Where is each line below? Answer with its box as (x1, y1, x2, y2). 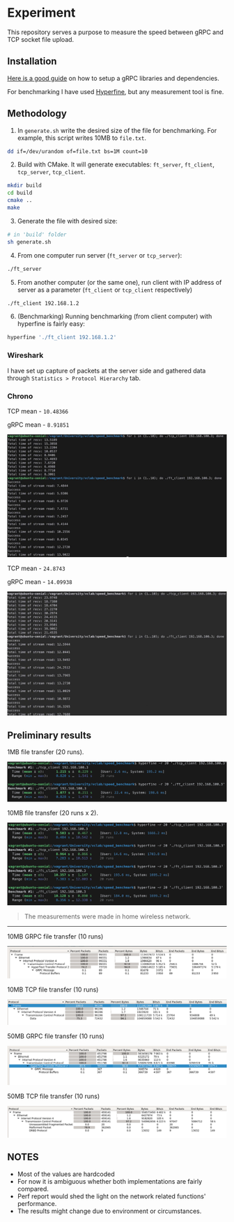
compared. (17, 1184, 49, 1193)
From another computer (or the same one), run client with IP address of (17, 278, 222, 286)
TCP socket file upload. (7, 35, 75, 43)
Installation (7, 56, 57, 68)
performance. (17, 1199, 57, 1207)
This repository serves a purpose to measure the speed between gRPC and (7, 28, 224, 36)
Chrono (7, 391, 33, 401)
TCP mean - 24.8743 (7, 564, 65, 572)
